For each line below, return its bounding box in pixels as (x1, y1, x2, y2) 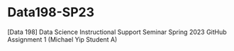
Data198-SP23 (7, 4, 94, 21)
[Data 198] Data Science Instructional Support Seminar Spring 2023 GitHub (7, 28, 227, 36)
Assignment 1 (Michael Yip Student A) (7, 35, 118, 43)
